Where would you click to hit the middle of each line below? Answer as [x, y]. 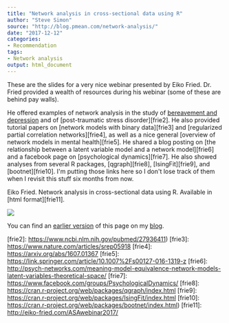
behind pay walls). [33, 99]
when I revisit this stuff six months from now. [70, 178]
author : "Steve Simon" [40, 20]
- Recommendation [32, 46]
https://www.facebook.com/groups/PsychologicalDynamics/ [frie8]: [103, 283]
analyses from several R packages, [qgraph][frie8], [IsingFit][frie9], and [109, 164]
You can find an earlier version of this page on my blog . [86, 226]
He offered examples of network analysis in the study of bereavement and [112, 112]
